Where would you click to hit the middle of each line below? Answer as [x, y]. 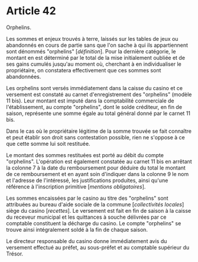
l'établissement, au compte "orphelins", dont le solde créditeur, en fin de [94, 107]
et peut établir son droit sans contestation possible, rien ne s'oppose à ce [95, 137]
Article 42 [31, 11]
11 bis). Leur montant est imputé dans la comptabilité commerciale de [90, 100]
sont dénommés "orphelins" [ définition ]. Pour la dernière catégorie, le [91, 51]
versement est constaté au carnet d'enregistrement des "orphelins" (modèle [99, 94]
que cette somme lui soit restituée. [48, 143]
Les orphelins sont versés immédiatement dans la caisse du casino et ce [95, 88]
